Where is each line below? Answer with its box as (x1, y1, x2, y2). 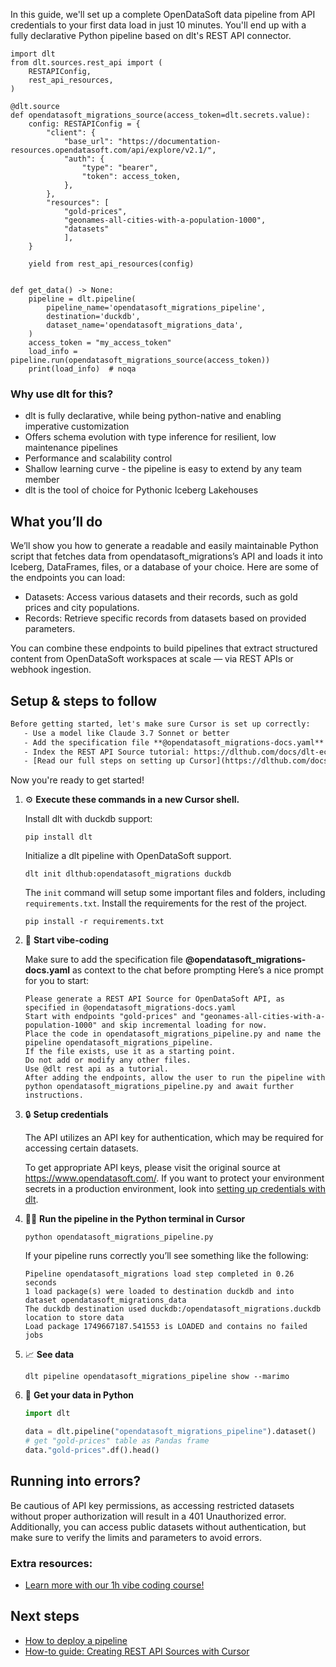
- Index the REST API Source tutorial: (23, 747, 190, 757)
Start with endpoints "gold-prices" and (24, 1012, 196, 1022)
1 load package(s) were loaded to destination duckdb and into (24, 1287, 295, 1297)
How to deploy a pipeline (24, 1634, 128, 1646)
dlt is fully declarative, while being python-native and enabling (24, 410, 282, 422)
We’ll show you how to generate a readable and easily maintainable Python (10, 540, 319, 552)
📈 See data (24, 1349, 75, 1361)
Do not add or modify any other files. (24, 1055, 192, 1066)
